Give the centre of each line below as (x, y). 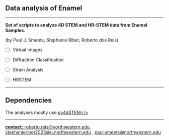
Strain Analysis (28, 69)
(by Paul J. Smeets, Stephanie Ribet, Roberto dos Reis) (62, 40)
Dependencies (28, 100)
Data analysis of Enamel (44, 8)
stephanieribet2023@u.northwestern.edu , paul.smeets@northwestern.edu (83, 132)
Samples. (15, 30)
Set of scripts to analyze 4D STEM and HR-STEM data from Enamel (76, 25)
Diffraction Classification (38, 59)
